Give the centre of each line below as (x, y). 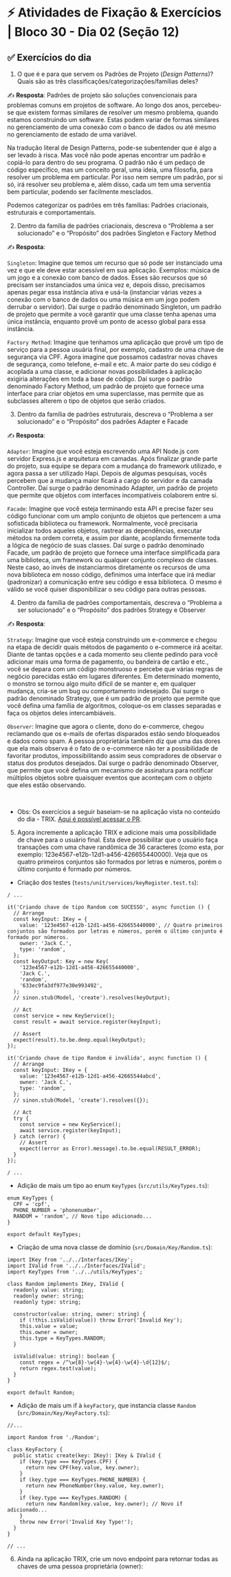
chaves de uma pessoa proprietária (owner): (80, 1566)
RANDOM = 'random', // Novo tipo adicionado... (83, 1216)
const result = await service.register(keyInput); (87, 1022)
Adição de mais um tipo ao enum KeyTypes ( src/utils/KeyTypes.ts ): (113, 1186)
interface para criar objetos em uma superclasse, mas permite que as (106, 394)
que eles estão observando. (47, 785)
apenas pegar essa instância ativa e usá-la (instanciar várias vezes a (104, 292)
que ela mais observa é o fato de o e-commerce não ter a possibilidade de (113, 748)
